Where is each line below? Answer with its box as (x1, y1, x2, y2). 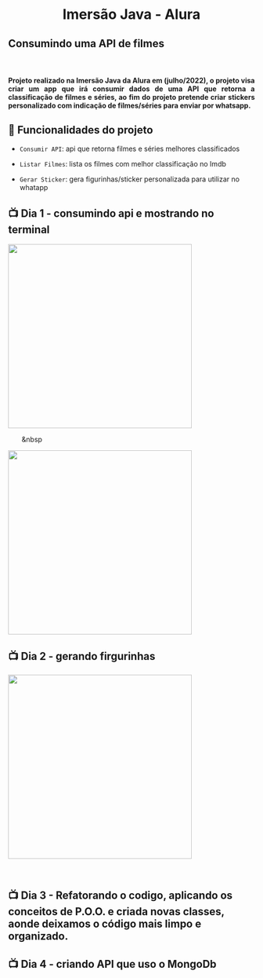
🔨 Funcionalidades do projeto (8, 123, 153, 137)
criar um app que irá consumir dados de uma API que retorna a (8, 84, 255, 93)
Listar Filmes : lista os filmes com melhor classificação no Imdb (19, 159, 227, 169)
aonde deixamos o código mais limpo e (8, 918, 202, 931)
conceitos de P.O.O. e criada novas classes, (8, 905, 225, 918)
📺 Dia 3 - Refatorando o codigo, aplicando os (8, 889, 233, 903)
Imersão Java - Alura (62, 5, 201, 24)
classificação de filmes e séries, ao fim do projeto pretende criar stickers (8, 92, 255, 101)
